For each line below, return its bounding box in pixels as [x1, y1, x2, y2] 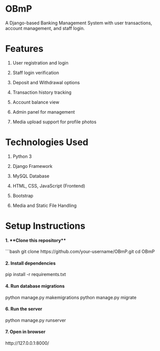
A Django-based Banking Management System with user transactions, [5, 20, 152, 26]
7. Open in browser [5, 329, 46, 335]
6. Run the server [5, 306, 42, 312]
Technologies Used [5, 136, 89, 148]
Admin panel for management [12, 109, 75, 115]
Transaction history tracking [12, 89, 72, 95]
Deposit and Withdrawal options [12, 79, 80, 85]
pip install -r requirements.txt [5, 271, 66, 277]
